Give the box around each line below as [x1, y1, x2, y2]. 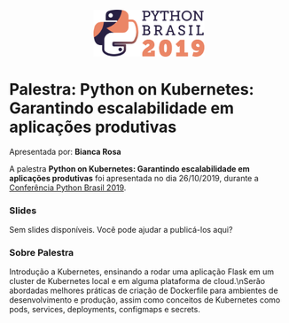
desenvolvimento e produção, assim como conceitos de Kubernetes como [9, 295, 281, 305]
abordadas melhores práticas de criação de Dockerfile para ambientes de [9, 285, 278, 296]
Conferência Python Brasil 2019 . [9, 182, 127, 193]
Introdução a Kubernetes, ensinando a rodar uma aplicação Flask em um [9, 266, 275, 277]
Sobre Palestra [9, 247, 74, 258]
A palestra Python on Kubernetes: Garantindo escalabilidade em [9, 163, 250, 173]
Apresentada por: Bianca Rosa [9, 146, 121, 157]
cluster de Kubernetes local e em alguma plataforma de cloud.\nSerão [9, 276, 266, 287]
